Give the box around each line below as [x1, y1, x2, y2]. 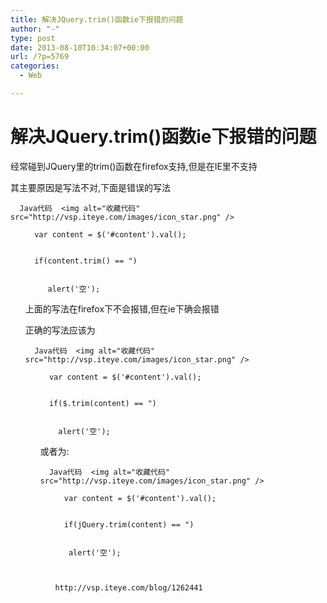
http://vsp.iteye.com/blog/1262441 [54, 582, 203, 593]
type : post [10, 33, 56, 43]
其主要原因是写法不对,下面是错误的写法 [10, 181, 172, 193]
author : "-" [10, 24, 60, 34]
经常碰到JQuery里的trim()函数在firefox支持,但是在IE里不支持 [10, 160, 258, 172]
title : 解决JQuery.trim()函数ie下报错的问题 [10, 14, 184, 25]
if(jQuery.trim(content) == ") [63, 519, 195, 530]
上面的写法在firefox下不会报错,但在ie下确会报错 [24, 302, 220, 315]
